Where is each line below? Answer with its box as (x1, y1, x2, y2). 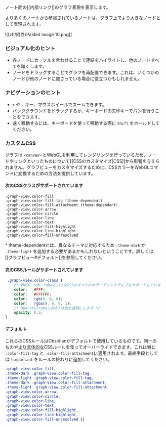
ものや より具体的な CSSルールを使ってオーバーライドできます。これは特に (5, 344, 156, 350)
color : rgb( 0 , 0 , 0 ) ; (14, 296, 63, 301)
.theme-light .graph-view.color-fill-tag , (5, 376, 94, 381)
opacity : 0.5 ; (14, 310, 43, 315)
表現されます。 (13, 21, 44, 27)
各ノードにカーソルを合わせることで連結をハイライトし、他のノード (12, 57, 151, 63)
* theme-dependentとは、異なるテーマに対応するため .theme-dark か (5, 242, 146, 248)
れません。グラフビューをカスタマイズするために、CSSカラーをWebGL (5, 164, 150, 170)
